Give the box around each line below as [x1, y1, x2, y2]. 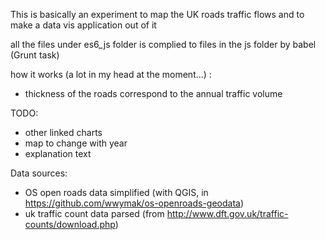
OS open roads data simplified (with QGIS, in [24, 187, 209, 198]
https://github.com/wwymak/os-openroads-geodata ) [24, 197, 245, 209]
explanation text [24, 148, 92, 159]
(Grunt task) [10, 49, 60, 61]
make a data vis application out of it [10, 19, 157, 31]
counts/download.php [24, 219, 116, 230]
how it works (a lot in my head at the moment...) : [10, 69, 212, 80]
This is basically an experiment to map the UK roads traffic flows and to [10, 9, 305, 20]
